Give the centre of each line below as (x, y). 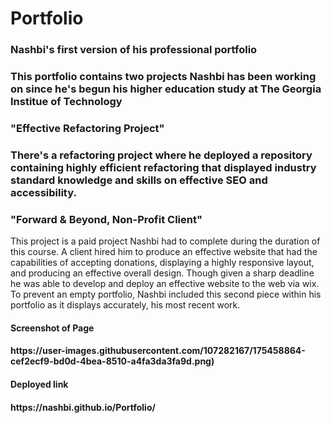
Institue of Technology (66, 102)
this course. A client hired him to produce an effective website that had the (164, 252)
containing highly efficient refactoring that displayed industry (163, 167)
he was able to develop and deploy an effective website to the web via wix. (165, 284)
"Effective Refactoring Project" (87, 128)
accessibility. (43, 192)
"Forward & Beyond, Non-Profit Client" (106, 219)
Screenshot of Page (52, 328)
